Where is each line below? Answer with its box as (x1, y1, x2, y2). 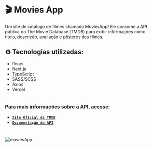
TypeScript (12, 71, 34, 77)
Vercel (12, 86, 25, 92)
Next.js (12, 66, 27, 72)
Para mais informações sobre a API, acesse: (5, 103, 110, 110)
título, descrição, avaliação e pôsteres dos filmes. (5, 34, 104, 40)
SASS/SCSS (12, 76, 36, 82)
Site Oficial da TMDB (12, 115, 55, 120)
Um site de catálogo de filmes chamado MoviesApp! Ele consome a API (5, 23, 147, 29)
